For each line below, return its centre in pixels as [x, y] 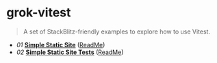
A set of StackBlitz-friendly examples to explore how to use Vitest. [116, 32]
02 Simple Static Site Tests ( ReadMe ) [70, 52]
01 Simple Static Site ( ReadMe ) [61, 45]
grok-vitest [39, 13]
